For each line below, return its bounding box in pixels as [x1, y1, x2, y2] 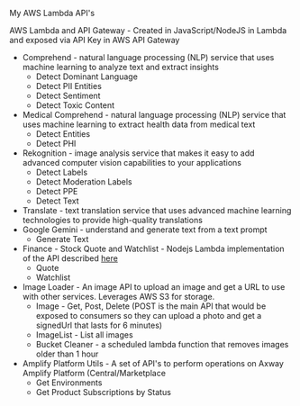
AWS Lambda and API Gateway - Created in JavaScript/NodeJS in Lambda [9, 25, 287, 35]
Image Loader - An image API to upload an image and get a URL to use [22, 282, 286, 292]
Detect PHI [35, 139, 77, 149]
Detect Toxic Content [35, 100, 115, 111]
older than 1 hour [35, 348, 99, 359]
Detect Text [35, 195, 79, 206]
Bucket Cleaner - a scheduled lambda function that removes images [35, 339, 289, 349]
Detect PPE [35, 186, 78, 196]
